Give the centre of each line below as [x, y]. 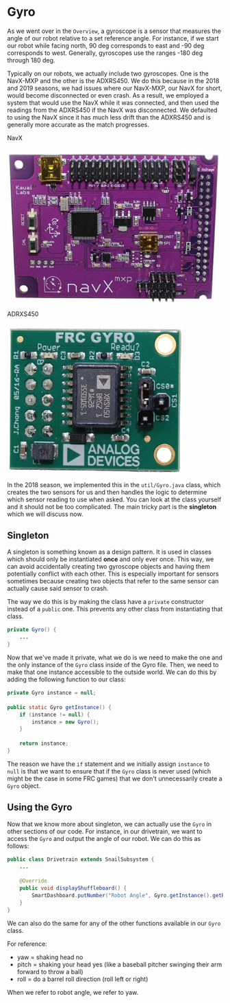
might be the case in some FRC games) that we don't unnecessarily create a [115, 778]
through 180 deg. [31, 60]
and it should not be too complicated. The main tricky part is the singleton [112, 506]
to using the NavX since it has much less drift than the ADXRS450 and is [109, 117]
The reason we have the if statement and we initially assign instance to [108, 764]
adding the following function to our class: [66, 679]
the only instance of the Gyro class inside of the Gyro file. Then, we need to [113, 665]
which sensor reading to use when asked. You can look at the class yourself [114, 499]
